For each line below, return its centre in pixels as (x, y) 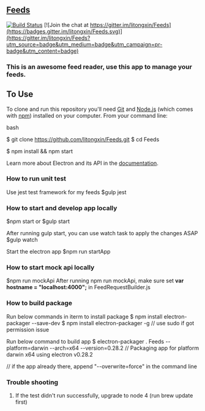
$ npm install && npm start (40, 151)
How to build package (39, 303)
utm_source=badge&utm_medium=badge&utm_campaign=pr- (84, 44)
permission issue (28, 330)
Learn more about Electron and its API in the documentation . (83, 163)
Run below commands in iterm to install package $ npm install (84, 316)
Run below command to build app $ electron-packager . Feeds (85, 341)
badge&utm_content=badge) (43, 51)
